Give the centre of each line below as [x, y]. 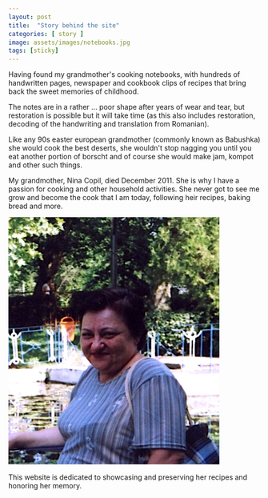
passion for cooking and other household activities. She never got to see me [134, 189]
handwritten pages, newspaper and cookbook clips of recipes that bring [127, 83]
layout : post [30, 17]
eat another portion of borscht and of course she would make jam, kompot [131, 157]
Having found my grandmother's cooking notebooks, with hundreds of [124, 74]
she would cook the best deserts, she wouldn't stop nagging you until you [130, 148]
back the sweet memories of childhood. [74, 91]
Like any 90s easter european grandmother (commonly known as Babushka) [134, 139]
